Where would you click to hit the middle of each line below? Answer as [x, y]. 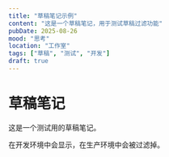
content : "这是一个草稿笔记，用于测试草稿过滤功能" [86, 23]
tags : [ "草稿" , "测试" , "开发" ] [59, 53]
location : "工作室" [39, 46]
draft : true [28, 62]
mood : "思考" [29, 38]
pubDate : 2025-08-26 [43, 31]
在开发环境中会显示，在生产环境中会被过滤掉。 [86, 144]
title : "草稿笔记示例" [43, 16]
